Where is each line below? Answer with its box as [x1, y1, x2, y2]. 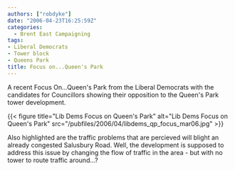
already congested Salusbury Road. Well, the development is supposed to [7, 140, 224, 149]
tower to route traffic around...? [7, 156, 98, 164]
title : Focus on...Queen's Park [7, 63, 103, 70]
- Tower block [7, 51, 50, 58]
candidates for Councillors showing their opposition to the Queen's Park [7, 90, 219, 99]
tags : [7, 37, 23, 44]
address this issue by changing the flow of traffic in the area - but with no [7, 148, 223, 156]
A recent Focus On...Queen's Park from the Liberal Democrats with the [7, 83, 214, 91]
